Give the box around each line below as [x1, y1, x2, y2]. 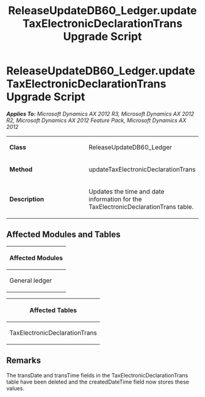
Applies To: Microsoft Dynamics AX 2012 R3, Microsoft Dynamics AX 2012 [6, 110, 195, 117]
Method [9, 165, 33, 173]
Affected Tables [29, 306, 77, 315]
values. [6, 384, 24, 392]
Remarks [6, 355, 41, 366]
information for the [88, 195, 142, 203]
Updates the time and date [88, 187, 165, 195]
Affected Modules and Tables [6, 230, 121, 240]
